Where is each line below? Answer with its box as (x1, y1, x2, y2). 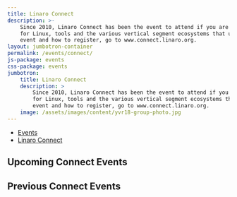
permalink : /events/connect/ (7, 50, 93, 57)
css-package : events (7, 63, 68, 70)
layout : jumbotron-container (7, 43, 93, 50)
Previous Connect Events (7, 180, 121, 192)
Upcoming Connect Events (7, 156, 128, 168)
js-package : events (7, 56, 65, 64)
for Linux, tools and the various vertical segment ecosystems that (20, 30, 226, 37)
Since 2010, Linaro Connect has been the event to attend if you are (20, 23, 229, 30)
